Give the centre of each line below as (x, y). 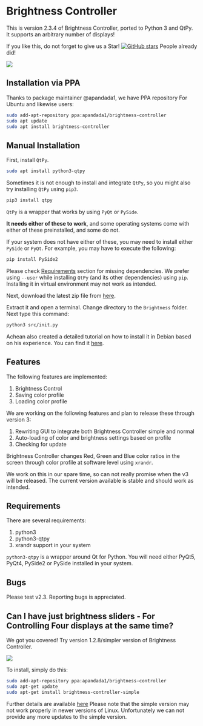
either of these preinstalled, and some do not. (63, 230)
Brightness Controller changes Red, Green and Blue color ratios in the (93, 455)
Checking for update (41, 444)
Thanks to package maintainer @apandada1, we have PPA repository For (97, 98)
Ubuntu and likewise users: (40, 104)
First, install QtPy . (28, 160)
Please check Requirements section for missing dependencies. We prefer (98, 271)
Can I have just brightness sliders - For (81, 616)
